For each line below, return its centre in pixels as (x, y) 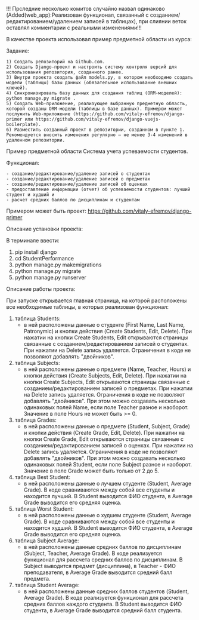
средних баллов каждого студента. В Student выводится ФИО (103, 604)
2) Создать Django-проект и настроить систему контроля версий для (92, 67)
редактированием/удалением (44, 21)
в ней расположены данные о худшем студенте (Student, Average (108, 515)
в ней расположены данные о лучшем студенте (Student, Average (108, 484)
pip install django (36, 252)
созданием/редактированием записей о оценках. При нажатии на (108, 445)
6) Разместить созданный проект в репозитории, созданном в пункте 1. (96, 130)
